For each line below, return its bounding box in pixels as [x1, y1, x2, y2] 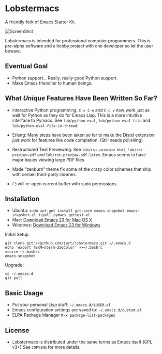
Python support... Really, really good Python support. [12, 75, 118, 80]
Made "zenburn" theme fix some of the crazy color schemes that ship [12, 166, 151, 172]
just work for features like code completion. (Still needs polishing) [12, 137, 143, 143]
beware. [5, 48, 22, 54]
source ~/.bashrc [5, 249, 40, 255]
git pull [5, 276, 23, 281]
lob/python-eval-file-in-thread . [12, 122, 79, 129]
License [5, 326, 29, 335]
